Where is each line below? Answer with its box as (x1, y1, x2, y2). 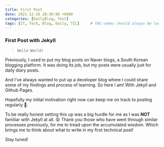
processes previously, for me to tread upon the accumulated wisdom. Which (5, 122, 159, 127)
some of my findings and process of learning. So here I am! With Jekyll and (5, 82, 156, 88)
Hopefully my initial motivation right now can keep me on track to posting (5, 97, 152, 102)
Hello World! (17, 48, 44, 53)
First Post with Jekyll (5, 37, 56, 44)
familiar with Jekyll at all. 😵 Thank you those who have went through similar (5, 116, 158, 122)
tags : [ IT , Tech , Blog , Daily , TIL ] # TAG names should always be (5, 21, 152, 26)
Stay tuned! (5, 136, 28, 142)
